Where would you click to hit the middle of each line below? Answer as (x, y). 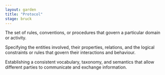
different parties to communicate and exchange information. (66, 67)
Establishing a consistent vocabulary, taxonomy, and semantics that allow (80, 62)
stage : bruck (18, 19)
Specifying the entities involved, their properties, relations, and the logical (80, 48)
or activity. (16, 38)
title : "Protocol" (24, 14)
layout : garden (21, 10)
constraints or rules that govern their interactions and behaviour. (70, 52)
